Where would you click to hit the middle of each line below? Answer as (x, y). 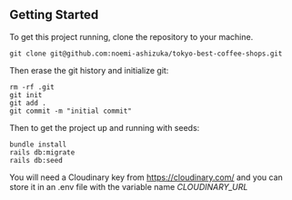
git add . (28, 103)
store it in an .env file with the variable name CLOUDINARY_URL (129, 186)
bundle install (38, 145)
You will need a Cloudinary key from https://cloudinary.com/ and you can (146, 177)
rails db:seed (36, 160)
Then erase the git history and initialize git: (89, 70)
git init (26, 95)
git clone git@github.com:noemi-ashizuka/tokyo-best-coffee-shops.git (146, 54)
